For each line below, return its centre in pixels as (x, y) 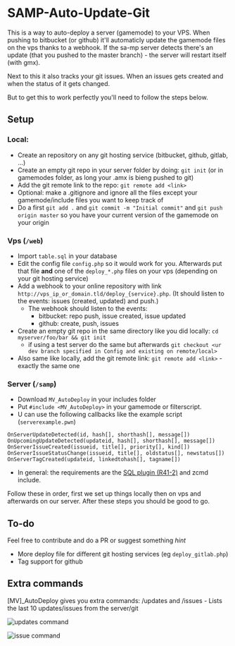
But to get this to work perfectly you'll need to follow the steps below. (108, 97)
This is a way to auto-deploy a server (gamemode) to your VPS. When (109, 32)
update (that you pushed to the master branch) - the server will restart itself (117, 55)
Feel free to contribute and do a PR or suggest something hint (97, 540)
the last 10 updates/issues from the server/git (73, 608)
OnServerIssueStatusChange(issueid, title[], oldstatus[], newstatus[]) (116, 453)
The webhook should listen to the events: (88, 308)
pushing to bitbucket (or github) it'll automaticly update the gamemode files (116, 39)
